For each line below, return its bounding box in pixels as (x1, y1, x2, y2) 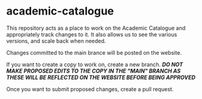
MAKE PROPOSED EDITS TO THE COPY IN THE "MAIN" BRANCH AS (6, 67, 181, 74)
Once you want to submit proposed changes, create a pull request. (6, 85, 174, 92)
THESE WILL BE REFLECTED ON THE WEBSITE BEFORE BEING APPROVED (6, 73, 196, 81)
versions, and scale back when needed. (6, 37, 106, 44)
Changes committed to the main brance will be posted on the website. (6, 49, 182, 56)
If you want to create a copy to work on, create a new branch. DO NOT (6, 61, 184, 68)
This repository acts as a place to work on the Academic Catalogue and (6, 24, 186, 32)
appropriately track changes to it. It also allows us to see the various (6, 30, 178, 38)
